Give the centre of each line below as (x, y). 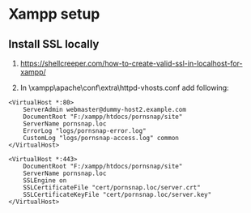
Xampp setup (54, 14)
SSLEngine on (45, 181)
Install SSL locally (54, 44)
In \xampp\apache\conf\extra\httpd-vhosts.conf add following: (124, 87)
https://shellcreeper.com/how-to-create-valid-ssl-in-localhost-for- (131, 63)
